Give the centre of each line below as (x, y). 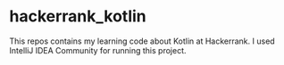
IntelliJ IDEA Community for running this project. (98, 50)
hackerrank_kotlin (78, 16)
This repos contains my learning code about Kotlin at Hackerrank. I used (142, 41)
